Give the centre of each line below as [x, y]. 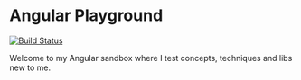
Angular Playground [86, 16]
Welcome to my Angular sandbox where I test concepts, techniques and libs [151, 58]
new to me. [30, 67]
